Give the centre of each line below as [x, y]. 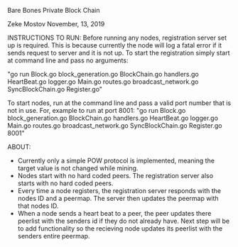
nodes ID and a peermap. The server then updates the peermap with [118, 198]
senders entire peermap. [54, 236]
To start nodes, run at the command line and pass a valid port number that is [119, 103]
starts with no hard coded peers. [65, 183]
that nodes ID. [38, 206]
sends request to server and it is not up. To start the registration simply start [119, 53]
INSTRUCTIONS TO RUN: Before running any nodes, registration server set [117, 38]
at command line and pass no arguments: [68, 60]
